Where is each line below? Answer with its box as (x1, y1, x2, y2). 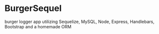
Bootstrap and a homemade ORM (4, 23, 72, 29)
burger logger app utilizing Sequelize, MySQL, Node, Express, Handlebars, (4, 19, 155, 24)
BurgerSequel (4, 3, 62, 14)
